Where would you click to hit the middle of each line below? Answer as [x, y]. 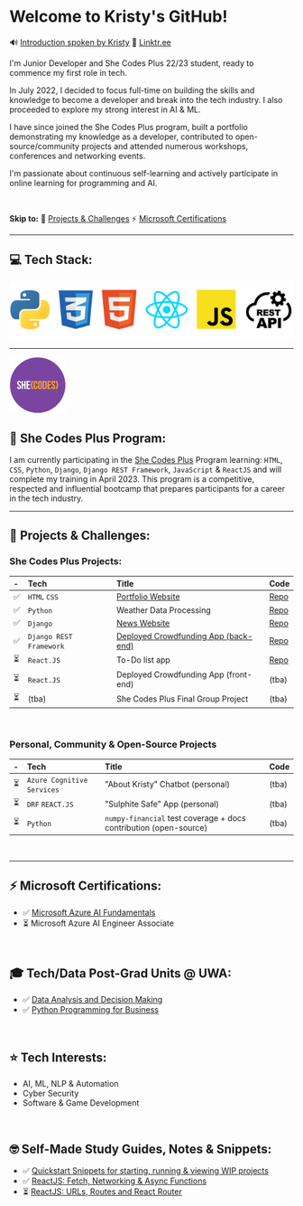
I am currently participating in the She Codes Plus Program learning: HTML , [146, 460]
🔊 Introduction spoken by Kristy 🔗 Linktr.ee [90, 42]
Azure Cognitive [57, 780]
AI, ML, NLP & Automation [70, 1084]
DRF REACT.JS [50, 805]
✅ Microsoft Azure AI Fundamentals [89, 912]
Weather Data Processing [164, 610]
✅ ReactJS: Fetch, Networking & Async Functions [115, 1181]
